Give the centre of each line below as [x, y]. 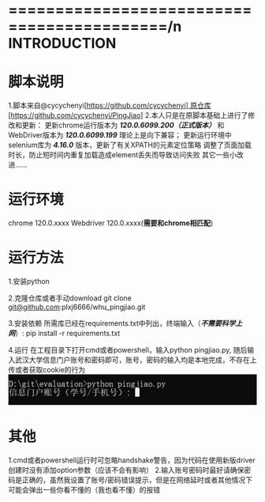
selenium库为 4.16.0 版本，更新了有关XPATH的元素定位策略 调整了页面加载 [130, 145]
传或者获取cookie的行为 [47, 370]
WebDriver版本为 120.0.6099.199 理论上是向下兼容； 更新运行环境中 [120, 135]
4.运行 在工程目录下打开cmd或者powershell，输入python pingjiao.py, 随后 [128, 350]
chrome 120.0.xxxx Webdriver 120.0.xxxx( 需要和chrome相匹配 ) [111, 223]
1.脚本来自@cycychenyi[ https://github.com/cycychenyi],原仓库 [110, 106]
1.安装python [29, 281]
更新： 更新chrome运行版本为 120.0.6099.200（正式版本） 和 [123, 125]
